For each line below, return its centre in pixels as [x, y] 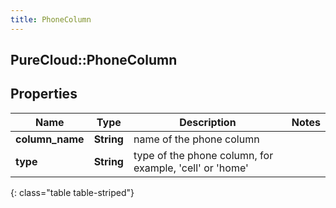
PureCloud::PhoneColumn [94, 60]
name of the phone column [196, 139]
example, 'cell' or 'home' [191, 168]
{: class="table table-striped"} [72, 192]
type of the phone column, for [203, 155]
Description [208, 122]
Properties [44, 94]
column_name [50, 139]
